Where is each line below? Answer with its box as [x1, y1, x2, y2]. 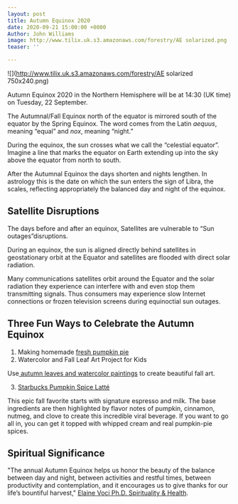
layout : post [7, 10, 46, 18]
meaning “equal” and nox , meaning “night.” [7, 127, 134, 135]
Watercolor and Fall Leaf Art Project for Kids [17, 355, 147, 363]
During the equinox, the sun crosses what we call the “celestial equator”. [7, 141, 220, 149]
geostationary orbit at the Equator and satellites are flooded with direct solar [7, 253, 231, 262]
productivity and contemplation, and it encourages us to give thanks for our [7, 481, 229, 490]
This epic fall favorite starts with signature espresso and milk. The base [7, 396, 217, 405]
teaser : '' [7, 43, 40, 50]
